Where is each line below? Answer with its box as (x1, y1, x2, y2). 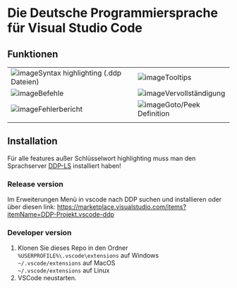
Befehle (38, 88, 64, 98)
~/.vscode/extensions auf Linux (17, 266, 110, 275)
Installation (7, 136, 58, 148)
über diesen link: (7, 203, 56, 211)
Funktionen (7, 48, 59, 60)
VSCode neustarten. (17, 274, 77, 282)
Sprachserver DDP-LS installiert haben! (7, 161, 121, 170)
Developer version (7, 228, 72, 238)
